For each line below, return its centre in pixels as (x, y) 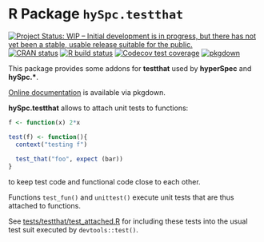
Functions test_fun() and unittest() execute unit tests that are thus (121, 197)
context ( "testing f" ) (52, 145)
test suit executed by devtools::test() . (73, 230)
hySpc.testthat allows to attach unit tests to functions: (98, 108)
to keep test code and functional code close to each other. (105, 182)
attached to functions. (45, 206)
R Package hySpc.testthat (96, 14)
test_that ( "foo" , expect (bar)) (70, 159)
